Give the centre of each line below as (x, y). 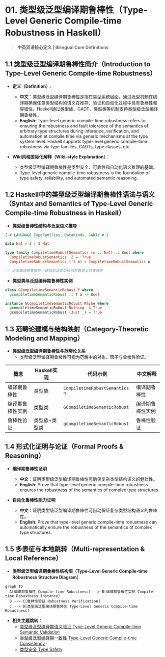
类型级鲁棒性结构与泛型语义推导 (44, 226)
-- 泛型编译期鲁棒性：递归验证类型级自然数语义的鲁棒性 (54, 270)
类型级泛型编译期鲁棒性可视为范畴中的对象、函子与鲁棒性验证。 (84, 357)
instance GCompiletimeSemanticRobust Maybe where (57, 303)
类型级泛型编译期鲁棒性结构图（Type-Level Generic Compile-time (80, 571)
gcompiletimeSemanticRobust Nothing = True (56, 308)
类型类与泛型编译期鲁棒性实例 (42, 281)
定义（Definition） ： (32, 86)
